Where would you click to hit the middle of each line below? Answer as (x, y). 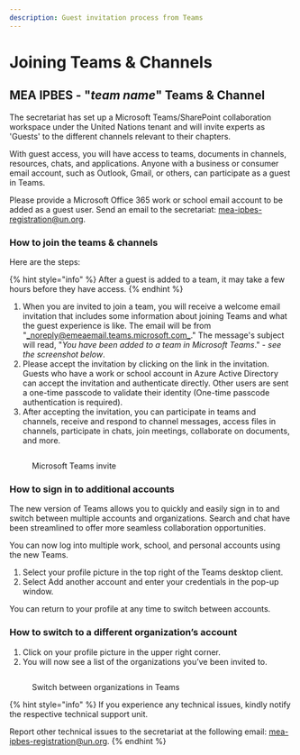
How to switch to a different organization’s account (123, 632)
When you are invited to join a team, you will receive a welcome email (151, 306)
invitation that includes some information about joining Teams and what (155, 315)
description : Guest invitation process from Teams (106, 18)
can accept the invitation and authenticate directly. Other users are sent (155, 383)
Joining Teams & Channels (111, 62)
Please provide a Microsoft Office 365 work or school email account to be (146, 200)
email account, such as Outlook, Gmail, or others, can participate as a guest (150, 173)
